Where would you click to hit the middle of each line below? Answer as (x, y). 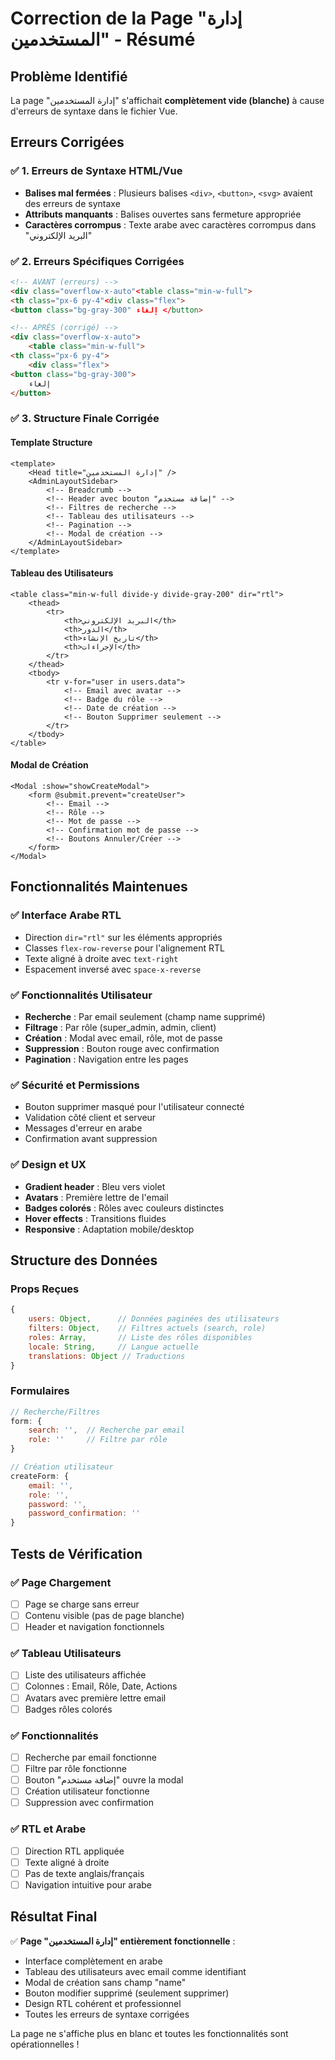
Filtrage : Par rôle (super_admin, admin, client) (120, 1027)
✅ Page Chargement (61, 1582)
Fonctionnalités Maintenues (99, 887)
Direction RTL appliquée (74, 1851)
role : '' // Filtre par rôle (98, 1440)
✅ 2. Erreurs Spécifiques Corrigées (97, 261)
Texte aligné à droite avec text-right (101, 958)
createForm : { (40, 1476)
